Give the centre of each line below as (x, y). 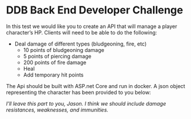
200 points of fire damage (55, 62)
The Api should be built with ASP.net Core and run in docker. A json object (96, 86)
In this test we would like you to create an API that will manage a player (92, 26)
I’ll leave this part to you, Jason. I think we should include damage (86, 103)
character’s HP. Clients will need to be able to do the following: (81, 32)
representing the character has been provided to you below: (79, 92)
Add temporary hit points (53, 75)
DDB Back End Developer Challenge (95, 10)
